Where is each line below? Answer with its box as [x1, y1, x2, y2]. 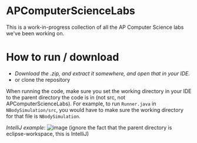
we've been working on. [6, 29, 65, 36]
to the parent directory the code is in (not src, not [6, 94, 125, 101]
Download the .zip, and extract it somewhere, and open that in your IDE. [14, 69, 190, 77]
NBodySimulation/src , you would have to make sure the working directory [6, 106, 184, 113]
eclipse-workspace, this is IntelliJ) [6, 130, 89, 137]
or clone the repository [14, 76, 71, 83]
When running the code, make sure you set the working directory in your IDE [6, 87, 192, 95]
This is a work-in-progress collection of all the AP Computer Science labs [6, 24, 184, 31]
